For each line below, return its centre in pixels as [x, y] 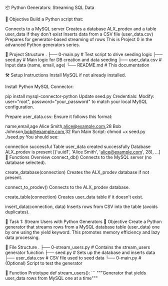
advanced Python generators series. [43, 45]
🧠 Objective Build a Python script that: [44, 19]
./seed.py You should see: [32, 137]
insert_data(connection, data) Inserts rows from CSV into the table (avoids [81, 206]
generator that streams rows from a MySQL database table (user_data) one [82, 227]
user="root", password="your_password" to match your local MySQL [76, 101]
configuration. [19, 107]
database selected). [26, 162]
